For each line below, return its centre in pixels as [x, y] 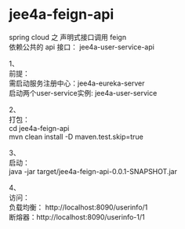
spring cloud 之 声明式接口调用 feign [68, 37]
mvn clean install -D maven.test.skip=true [76, 136]
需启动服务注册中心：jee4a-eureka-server [77, 83]
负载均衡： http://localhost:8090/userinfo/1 [78, 207]
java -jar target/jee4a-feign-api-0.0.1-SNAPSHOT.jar [93, 171]
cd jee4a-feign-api [39, 128]
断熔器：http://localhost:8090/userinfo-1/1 [77, 216]
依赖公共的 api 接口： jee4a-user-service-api [82, 47]
